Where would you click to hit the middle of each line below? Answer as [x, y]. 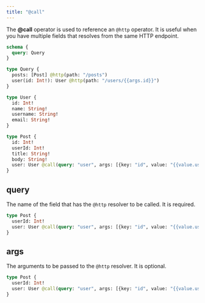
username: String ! [35, 114]
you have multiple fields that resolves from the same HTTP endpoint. [92, 36]
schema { [17, 47]
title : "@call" [26, 12]
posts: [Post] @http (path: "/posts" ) [60, 75]
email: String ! [31, 120]
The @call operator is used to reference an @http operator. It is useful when [102, 29]
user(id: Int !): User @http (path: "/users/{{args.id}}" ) [86, 80]
